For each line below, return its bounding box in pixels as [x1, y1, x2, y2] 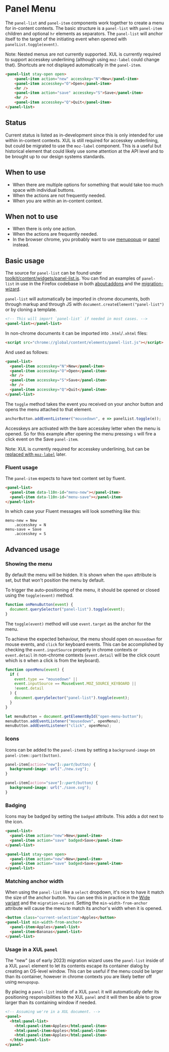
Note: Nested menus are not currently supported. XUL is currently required [5, 51, 161, 57]
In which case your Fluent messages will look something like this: [5, 508, 141, 514]
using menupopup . [5, 979, 40, 985]
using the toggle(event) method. [5, 592, 74, 598]
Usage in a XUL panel [5, 946, 58, 953]
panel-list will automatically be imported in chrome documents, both [5, 296, 150, 302]
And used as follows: [5, 349, 49, 355]
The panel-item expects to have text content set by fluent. [5, 475, 126, 481]
